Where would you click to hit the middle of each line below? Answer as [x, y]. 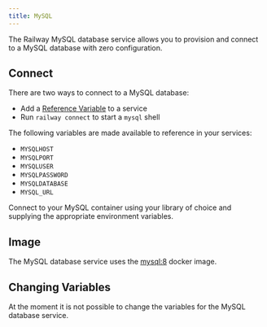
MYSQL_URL [37, 193]
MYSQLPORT [37, 158]
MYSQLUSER [37, 167]
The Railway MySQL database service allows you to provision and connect [133, 39]
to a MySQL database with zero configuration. [85, 48]
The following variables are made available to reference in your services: [130, 133]
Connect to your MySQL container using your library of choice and [120, 207]
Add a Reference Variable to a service [84, 109]
